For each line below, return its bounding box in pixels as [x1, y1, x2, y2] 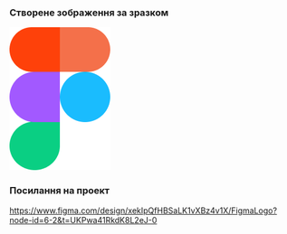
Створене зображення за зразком [9, 6, 169, 19]
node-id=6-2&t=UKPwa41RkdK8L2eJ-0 [9, 214, 158, 225]
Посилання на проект [9, 184, 110, 197]
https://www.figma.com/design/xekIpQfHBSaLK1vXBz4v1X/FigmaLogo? [9, 205, 278, 216]
